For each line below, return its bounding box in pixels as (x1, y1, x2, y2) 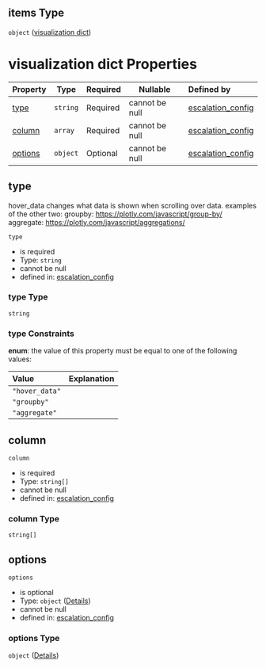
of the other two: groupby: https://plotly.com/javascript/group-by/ (8, 209, 223, 219)
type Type (8, 292, 48, 303)
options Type (8, 633, 60, 643)
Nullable (138, 83, 171, 94)
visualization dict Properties (8, 55, 198, 73)
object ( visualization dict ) (8, 27, 92, 36)
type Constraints (8, 328, 75, 339)
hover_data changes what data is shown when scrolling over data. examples (8, 200, 257, 210)
